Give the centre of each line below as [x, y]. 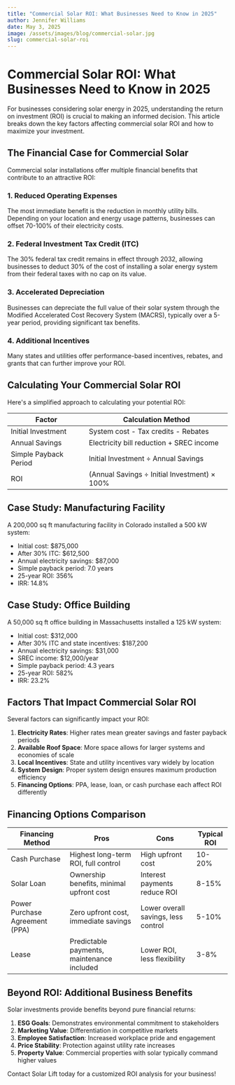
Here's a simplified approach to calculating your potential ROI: [97, 402]
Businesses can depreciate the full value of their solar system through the [114, 307]
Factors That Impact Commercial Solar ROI [102, 702]
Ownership [88, 875]
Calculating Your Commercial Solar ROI [94, 385]
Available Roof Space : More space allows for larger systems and [111, 748]
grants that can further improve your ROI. [66, 363]
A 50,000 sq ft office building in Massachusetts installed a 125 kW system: [114, 622]
